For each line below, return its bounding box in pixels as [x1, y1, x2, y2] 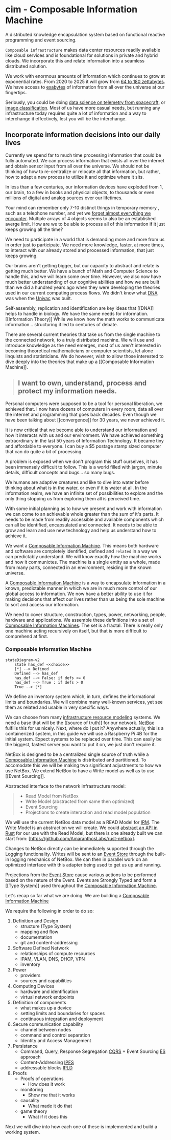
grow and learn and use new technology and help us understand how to [5, 527, 157, 533]
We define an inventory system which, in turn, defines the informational [5, 693, 156, 700]
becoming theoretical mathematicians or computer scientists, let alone [5, 347, 154, 354]
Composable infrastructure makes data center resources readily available [5, 47, 161, 53]
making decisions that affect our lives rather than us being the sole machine [5, 596, 165, 602]
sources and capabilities [20, 977, 72, 984]
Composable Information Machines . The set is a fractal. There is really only [5, 622, 163, 628]
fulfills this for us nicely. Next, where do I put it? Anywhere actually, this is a [5, 725, 164, 731]
